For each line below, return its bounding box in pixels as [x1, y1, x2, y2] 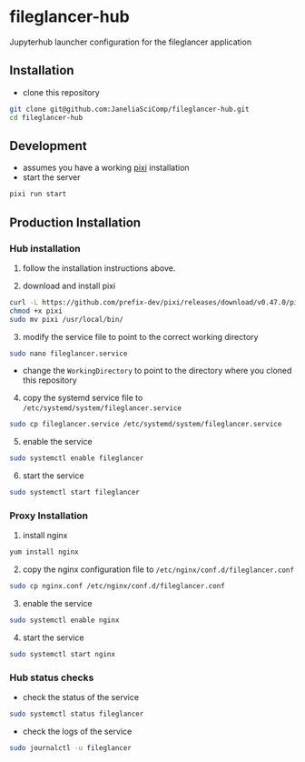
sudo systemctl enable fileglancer [9, 454, 144, 463]
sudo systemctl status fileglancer [9, 709, 144, 719]
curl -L [9, 297, 39, 306]
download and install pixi [22, 280, 116, 291]
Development [9, 138, 88, 154]
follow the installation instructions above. [22, 262, 176, 274]
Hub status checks [9, 671, 94, 684]
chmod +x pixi [9, 306, 64, 316]
